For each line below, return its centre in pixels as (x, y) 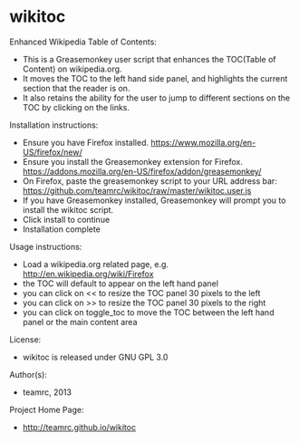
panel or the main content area (80, 322)
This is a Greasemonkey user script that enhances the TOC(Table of (149, 59)
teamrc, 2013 (47, 392)
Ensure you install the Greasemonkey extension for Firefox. (132, 161)
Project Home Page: (47, 409)
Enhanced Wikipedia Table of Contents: (83, 42)
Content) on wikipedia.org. (72, 69)
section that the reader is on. (76, 88)
